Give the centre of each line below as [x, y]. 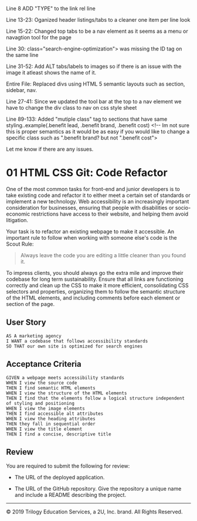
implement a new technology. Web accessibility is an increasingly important [98, 201]
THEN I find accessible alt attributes [55, 413]
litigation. [17, 220]
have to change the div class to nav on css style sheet [72, 108]
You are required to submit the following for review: [68, 466]
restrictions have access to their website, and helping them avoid [110, 214]
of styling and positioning [40, 403]
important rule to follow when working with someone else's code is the [91, 237]
